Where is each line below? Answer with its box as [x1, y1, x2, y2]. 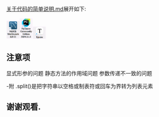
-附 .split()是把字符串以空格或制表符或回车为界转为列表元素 [6, 82, 153, 89]
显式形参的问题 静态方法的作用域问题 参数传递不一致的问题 [6, 69, 152, 77]
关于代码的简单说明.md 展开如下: [6, 5, 86, 12]
